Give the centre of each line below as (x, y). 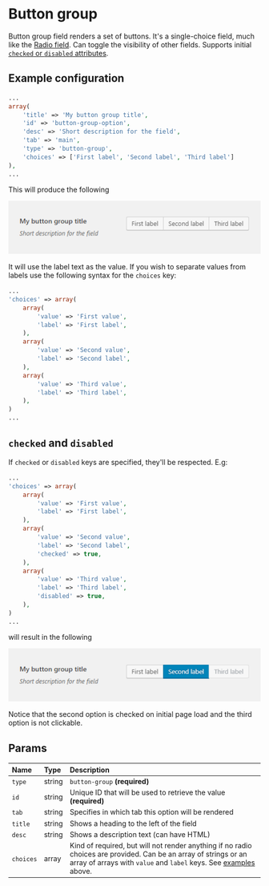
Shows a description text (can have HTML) (140, 834)
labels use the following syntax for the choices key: (92, 275)
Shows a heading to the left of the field (133, 823)
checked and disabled (61, 443)
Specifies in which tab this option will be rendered (151, 812)
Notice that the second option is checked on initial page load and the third (130, 714)
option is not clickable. (45, 723)
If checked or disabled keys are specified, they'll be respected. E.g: (118, 462)
